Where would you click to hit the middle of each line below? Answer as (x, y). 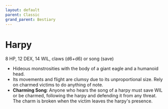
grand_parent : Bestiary (31, 19)
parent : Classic (22, 15)
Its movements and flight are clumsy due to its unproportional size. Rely (88, 79)
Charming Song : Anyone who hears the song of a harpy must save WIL (88, 90)
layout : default (22, 10)
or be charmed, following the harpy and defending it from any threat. (85, 96)
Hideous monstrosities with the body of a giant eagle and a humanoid (86, 69)
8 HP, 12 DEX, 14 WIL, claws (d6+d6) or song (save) (60, 59)
